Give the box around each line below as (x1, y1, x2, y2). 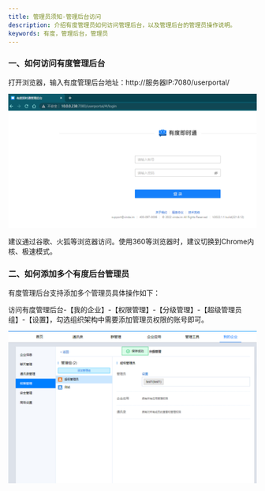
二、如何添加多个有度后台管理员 (8, 269, 130, 280)
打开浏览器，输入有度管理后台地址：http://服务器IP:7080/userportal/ (8, 77, 230, 87)
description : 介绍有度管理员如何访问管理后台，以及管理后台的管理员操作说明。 (8, 21, 237, 29)
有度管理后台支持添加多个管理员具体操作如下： (8, 288, 160, 297)
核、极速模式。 (8, 247, 57, 256)
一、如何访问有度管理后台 (8, 58, 106, 69)
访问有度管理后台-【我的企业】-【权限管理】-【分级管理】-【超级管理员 (8, 304, 242, 314)
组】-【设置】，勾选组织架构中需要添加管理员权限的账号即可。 (8, 315, 209, 324)
